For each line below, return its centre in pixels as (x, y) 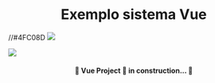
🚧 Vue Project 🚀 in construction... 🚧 (134, 70)
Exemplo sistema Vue (134, 15)
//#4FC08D (27, 37)
